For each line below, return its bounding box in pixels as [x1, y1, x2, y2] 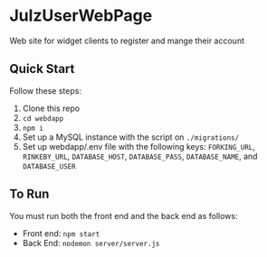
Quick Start [9, 61, 75, 77]
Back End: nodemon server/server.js [22, 237, 160, 248]
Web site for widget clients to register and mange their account [9, 35, 245, 46]
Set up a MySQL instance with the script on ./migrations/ [22, 132, 240, 142]
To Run [9, 187, 50, 202]
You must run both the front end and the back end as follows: [9, 210, 238, 221]
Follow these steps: [9, 85, 81, 96]
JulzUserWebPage [9, 5, 153, 26]
